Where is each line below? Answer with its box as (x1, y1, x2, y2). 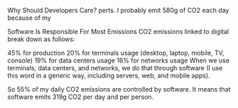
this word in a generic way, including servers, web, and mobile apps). (7, 71, 211, 80)
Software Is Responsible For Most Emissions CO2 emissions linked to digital (7, 28, 229, 36)
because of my (7, 13, 51, 22)
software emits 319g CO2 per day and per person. (7, 92, 154, 101)
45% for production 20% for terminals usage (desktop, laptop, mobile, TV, (7, 49, 225, 57)
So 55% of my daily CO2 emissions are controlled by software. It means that (7, 85, 231, 93)
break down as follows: (7, 35, 75, 43)
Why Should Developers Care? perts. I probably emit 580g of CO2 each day (7, 6, 229, 14)
